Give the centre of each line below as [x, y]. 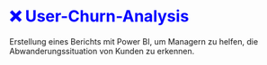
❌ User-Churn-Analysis [99, 16]
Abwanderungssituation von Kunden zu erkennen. [102, 51]
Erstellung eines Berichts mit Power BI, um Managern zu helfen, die [134, 41]
